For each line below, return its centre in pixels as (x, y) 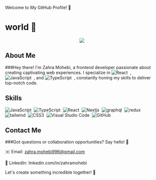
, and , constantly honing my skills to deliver (92, 77)
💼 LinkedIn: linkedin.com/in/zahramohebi (46, 163)
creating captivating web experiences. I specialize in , (68, 72)
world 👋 (21, 27)
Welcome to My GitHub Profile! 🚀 (38, 8)
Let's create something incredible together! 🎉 (50, 172)
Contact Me (23, 130)
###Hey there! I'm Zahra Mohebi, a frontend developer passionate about (78, 67)
